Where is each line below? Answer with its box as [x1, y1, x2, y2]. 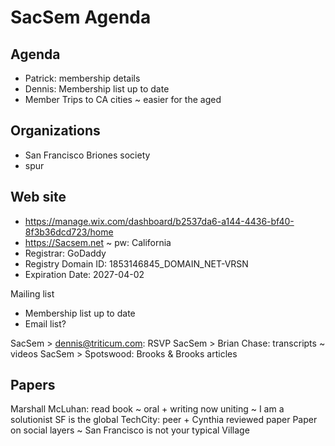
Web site [10, 189, 67, 206]
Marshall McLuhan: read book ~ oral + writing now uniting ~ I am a [10, 403, 285, 415]
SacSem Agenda [10, 6, 152, 29]
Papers [10, 377, 56, 394]
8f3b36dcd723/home [24, 226, 114, 238]
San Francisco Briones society [24, 149, 151, 161]
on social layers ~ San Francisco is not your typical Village [10, 424, 250, 436]
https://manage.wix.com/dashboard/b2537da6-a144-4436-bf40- [24, 215, 295, 227]
